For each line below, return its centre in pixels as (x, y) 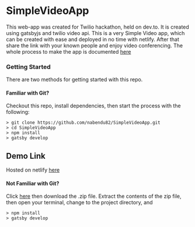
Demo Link (26, 156)
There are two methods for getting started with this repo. (74, 79)
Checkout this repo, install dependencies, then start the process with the (93, 106)
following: (18, 112)
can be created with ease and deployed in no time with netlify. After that (93, 39)
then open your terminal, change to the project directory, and (79, 202)
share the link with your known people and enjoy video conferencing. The (94, 46)
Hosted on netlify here (33, 170)
